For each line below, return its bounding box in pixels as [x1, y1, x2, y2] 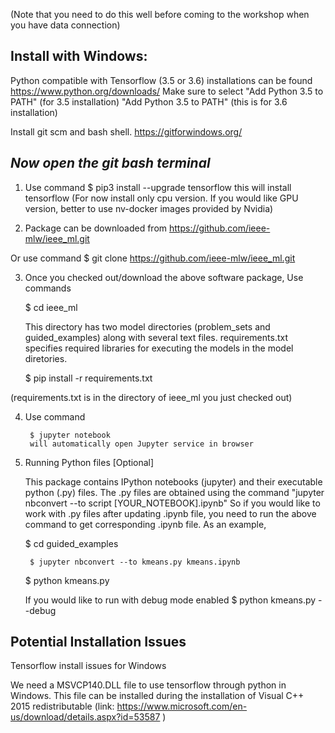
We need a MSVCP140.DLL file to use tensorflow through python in [10, 679, 287, 691]
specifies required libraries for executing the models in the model [24, 342, 294, 354]
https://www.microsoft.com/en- [116, 700, 248, 713]
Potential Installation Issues [10, 634, 187, 651]
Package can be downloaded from [24, 222, 168, 234]
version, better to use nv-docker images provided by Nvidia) [24, 202, 274, 214]
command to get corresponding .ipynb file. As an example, [24, 518, 267, 530]
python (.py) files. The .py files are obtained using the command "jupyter [24, 486, 325, 498]
